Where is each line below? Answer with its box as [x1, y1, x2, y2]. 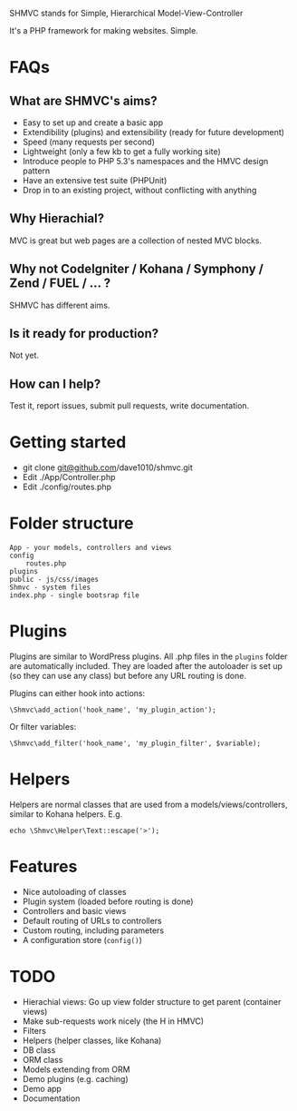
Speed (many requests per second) [22, 136, 156, 147]
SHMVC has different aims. [9, 300, 110, 310]
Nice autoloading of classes [22, 886, 127, 897]
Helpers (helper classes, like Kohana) [22, 1035, 162, 1046]
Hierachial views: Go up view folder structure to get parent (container [22, 996, 282, 1007]
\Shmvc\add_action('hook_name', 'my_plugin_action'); [9, 705, 217, 715]
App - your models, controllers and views [9, 544, 172, 553]
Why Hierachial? [9, 211, 105, 226]
